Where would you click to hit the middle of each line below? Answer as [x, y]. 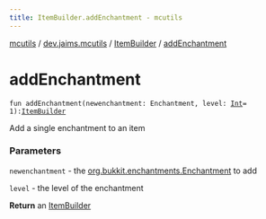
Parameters [35, 151]
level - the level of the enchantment [76, 188]
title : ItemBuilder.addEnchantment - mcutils [96, 18]
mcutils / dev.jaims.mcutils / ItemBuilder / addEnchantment [118, 43]
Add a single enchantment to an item [77, 127]
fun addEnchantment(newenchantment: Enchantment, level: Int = [128, 103]
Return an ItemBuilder [50, 205]
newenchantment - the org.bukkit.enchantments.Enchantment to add [133, 171]
